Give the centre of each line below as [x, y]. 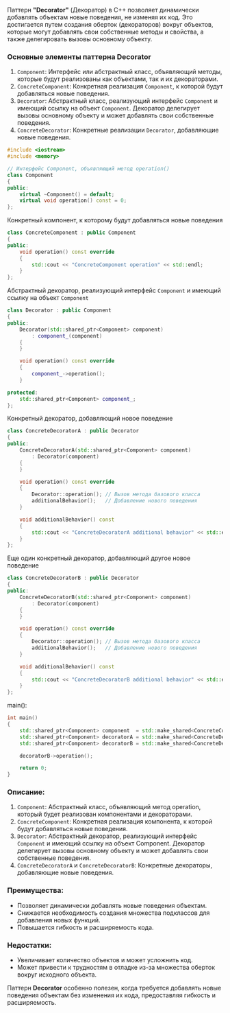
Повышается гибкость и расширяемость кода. [85, 927]
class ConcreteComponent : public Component [72, 233]
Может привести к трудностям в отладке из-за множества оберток [116, 968]
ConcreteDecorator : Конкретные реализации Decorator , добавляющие [118, 130]
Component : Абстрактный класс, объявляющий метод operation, [109, 807]
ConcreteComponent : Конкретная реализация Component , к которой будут [120, 86]
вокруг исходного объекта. [57, 975]
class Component [30, 175]
